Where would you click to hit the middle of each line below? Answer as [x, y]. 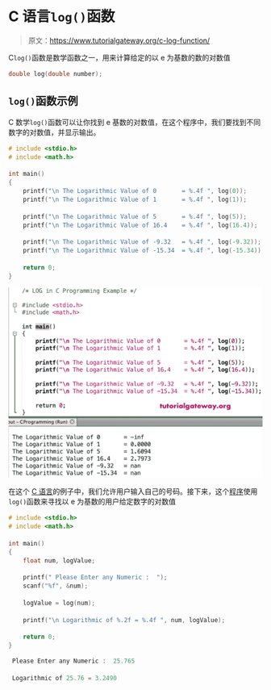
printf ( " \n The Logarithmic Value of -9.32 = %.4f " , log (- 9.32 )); [142, 242]
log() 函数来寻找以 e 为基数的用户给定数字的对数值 [92, 502]
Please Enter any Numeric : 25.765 [73, 661]
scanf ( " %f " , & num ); [56, 586]
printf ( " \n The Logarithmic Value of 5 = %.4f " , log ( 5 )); [135, 216]
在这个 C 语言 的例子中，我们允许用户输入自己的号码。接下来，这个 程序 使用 [133, 491]
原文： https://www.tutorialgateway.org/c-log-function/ [119, 40]
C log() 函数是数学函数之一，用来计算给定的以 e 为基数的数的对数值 [120, 57]
